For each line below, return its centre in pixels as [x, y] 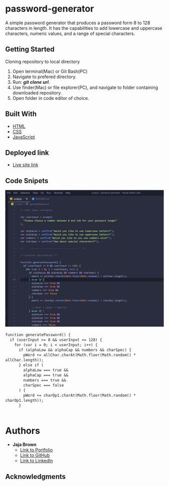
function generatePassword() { [38, 335]
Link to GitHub [35, 455]
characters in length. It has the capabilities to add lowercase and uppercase [84, 28]
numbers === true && [45, 381]
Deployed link [27, 153]
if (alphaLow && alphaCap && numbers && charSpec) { [75, 350]
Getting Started [30, 49]
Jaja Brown [24, 445]
